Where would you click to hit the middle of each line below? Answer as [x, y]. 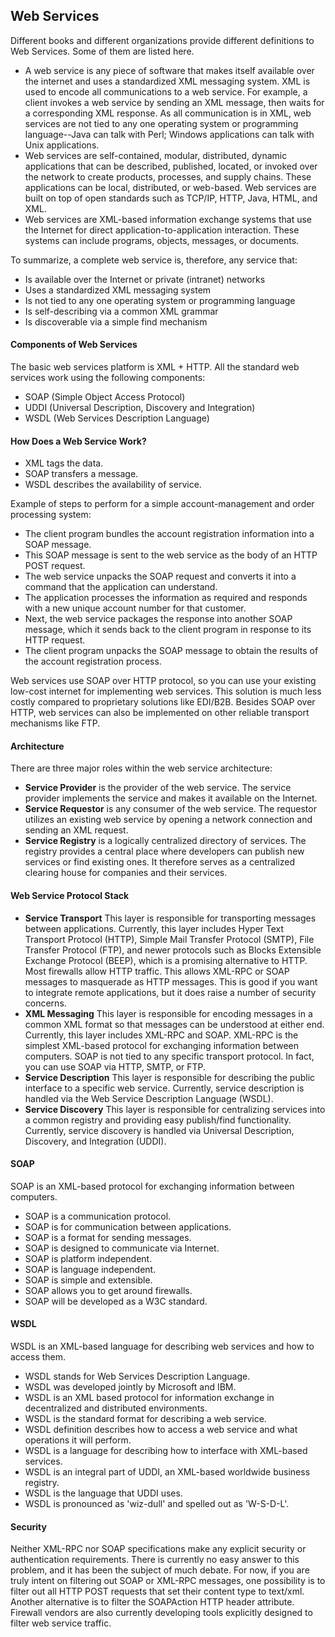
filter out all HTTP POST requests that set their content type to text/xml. [157, 1591]
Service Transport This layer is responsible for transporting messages [170, 918]
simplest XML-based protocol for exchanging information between [161, 1045]
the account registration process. [93, 661]
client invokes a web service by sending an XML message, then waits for [174, 102]
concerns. [45, 1003]
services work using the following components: [108, 378]
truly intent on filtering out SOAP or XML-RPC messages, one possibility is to [168, 1581]
